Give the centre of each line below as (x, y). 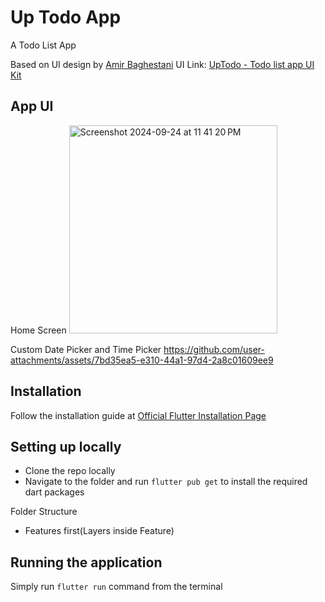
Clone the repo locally (70, 471)
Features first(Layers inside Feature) (99, 531)
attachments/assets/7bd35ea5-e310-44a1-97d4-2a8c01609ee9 (142, 360)
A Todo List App (43, 45)
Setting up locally (66, 446)
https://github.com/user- (214, 349)
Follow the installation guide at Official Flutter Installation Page (138, 415)
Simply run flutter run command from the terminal (116, 587)
